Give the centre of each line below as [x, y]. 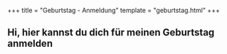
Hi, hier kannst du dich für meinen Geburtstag [111, 32]
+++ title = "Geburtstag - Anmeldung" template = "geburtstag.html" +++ [114, 10]
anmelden [30, 44]
